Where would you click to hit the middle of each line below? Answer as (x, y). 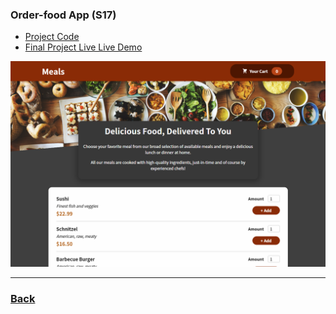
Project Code (52, 37)
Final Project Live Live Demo (83, 47)
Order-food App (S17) (63, 15)
